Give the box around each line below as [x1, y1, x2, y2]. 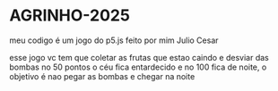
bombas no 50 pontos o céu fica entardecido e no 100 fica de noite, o [9, 62, 267, 72]
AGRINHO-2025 [9, 5, 130, 26]
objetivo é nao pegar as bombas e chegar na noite [9, 70, 195, 81]
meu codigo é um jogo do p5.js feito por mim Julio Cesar [9, 35, 219, 45]
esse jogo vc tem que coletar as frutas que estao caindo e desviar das [9, 52, 269, 62]
